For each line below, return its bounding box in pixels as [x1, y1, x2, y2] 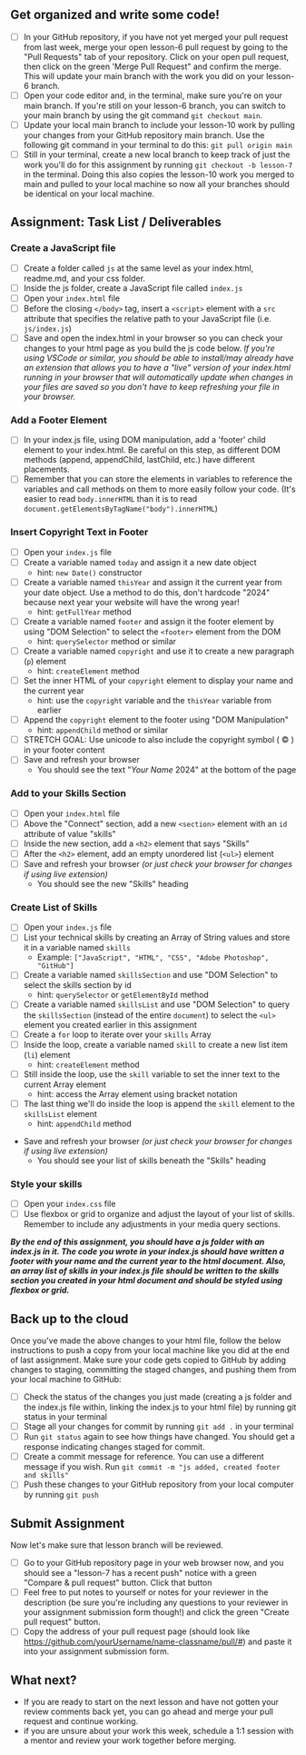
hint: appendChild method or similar [36, 724, 169, 735]
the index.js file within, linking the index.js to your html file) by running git [23, 1401, 297, 1412]
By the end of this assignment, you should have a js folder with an [10, 1236, 265, 1248]
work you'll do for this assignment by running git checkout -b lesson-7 [23, 159, 293, 171]
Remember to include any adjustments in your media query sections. [23, 1219, 281, 1230]
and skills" [23, 1471, 69, 1481]
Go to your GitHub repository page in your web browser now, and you [23, 1558, 284, 1569]
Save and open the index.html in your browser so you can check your [23, 333, 284, 344]
